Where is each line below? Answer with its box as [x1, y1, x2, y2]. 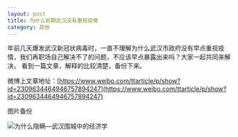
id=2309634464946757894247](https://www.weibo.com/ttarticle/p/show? [7, 84, 227, 93]
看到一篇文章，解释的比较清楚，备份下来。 [21, 62, 146, 70]
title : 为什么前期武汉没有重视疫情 [7, 17, 98, 24]
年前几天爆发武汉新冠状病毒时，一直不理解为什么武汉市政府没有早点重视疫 [7, 44, 225, 53]
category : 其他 [7, 23, 50, 31]
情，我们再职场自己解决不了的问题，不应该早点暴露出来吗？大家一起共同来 [7, 53, 225, 61]
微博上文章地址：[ [7, 77, 60, 85]
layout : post [7, 10, 46, 18]
